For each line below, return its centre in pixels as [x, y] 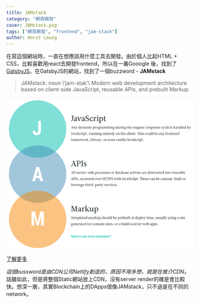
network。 [19, 294]
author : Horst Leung [32, 38]
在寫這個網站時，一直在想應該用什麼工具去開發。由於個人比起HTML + [92, 56]
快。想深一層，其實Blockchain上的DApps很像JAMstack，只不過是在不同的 [97, 287]
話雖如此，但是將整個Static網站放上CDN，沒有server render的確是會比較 [96, 279]
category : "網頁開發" [31, 19]
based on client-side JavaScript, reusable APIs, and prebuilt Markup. [105, 89]
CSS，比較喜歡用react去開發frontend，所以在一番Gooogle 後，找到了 [92, 64]
